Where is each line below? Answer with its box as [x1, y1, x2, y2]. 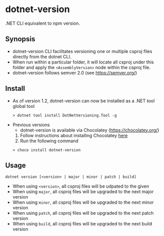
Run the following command [20, 138, 79, 144]
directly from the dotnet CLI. [12, 53, 72, 60]
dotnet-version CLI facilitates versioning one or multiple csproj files [12, 48, 152, 54]
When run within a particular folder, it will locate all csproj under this [12, 59, 154, 65]
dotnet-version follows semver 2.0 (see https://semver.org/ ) [12, 70, 137, 76]
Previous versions [12, 122, 50, 128]
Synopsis [5, 35, 35, 43]
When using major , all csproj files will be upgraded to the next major [12, 189, 154, 195]
